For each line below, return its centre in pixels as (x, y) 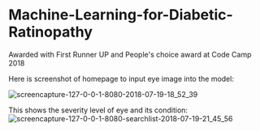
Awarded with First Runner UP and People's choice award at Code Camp (130, 54)
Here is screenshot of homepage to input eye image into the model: (121, 78)
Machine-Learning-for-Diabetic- (121, 15)
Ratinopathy (51, 32)
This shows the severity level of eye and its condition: (98, 110)
